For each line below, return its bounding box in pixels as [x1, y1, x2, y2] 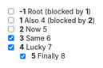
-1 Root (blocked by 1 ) [18, 7, 92, 16]
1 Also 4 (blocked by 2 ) [18, 16, 96, 25]
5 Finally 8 [30, 51, 65, 61]
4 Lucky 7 [18, 43, 53, 52]
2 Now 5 [18, 25, 47, 34]
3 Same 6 [18, 33, 51, 43]
